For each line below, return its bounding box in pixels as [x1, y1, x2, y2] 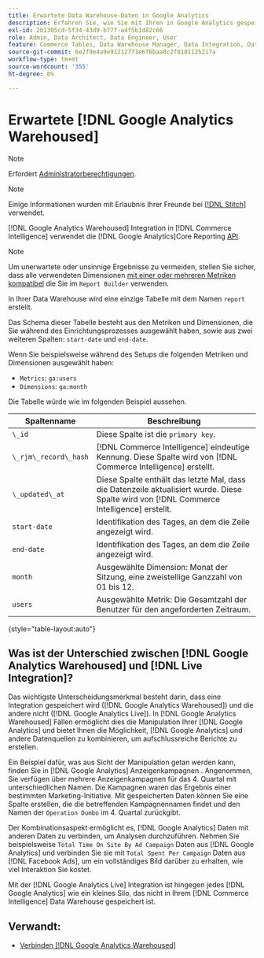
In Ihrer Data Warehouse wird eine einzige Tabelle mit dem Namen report [8, 294, 245, 303]
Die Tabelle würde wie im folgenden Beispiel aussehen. [8, 397, 187, 406]
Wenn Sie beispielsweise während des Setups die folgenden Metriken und [8, 350, 249, 359]
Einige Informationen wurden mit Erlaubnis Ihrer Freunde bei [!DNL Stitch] [8, 199, 247, 209]
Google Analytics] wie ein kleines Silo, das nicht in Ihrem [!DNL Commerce [8, 889, 249, 898]
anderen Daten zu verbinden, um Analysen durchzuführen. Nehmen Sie [8, 831, 240, 841]
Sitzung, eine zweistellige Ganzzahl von [96, 571, 243, 583]
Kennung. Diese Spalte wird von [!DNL [96, 451, 238, 462]
